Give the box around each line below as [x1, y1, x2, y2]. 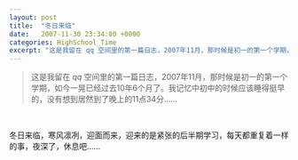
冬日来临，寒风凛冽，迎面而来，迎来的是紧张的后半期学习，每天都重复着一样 [9, 130, 289, 140]
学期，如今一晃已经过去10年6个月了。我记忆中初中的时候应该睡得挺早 [30, 83, 286, 93]
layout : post [9, 12, 58, 22]
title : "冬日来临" [9, 21, 76, 30]
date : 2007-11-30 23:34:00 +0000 [9, 29, 141, 38]
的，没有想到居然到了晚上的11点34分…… [30, 94, 178, 105]
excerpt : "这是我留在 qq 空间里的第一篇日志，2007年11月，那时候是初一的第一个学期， [9, 46, 294, 55]
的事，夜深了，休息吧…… [9, 141, 101, 152]
